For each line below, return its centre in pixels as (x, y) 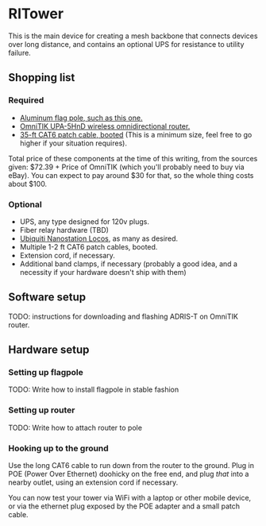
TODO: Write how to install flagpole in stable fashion (94, 389)
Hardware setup (49, 350)
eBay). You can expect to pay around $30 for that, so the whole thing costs (131, 175)
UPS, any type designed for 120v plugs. (84, 221)
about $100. (28, 184)
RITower (36, 14)
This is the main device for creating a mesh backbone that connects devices (133, 36)
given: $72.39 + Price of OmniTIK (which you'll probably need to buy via (126, 167)
